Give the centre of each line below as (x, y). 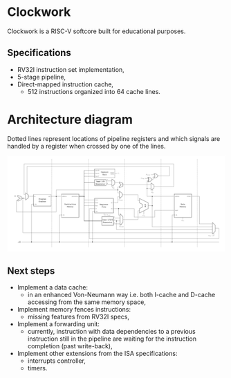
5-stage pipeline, (41, 77)
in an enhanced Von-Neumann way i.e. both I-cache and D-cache (121, 294)
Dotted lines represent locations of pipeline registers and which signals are (114, 138)
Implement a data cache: (53, 287)
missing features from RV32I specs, (78, 316)
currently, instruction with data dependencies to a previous (111, 331)
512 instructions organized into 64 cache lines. (94, 91)
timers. (37, 368)
